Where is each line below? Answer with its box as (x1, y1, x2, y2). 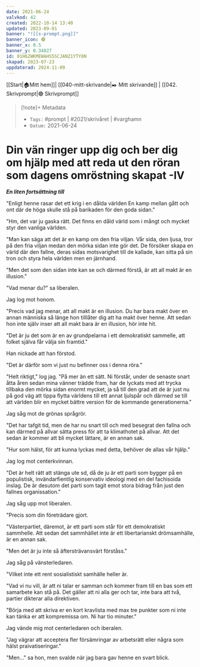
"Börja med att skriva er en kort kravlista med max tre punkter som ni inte (6, 607, 186, 614)
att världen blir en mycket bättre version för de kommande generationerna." (6, 399, 192, 406)
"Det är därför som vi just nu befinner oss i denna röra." (6, 362, 143, 369)
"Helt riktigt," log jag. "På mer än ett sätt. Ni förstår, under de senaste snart (6, 373, 190, 380)
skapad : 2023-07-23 (6, 59, 55, 65)
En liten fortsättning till (6, 188, 64, 195)
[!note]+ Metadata (20, 104, 66, 111)
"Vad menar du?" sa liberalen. (6, 284, 79, 292)
